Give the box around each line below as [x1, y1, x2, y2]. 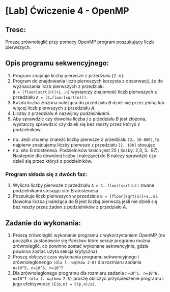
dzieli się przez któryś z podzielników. [12, 158, 93, 164]
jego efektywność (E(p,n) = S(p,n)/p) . [12, 280, 97, 287]
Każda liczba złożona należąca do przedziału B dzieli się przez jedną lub [12, 99, 164, 105]
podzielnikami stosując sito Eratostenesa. [12, 188, 100, 194]
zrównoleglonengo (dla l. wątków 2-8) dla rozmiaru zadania [12, 259, 141, 265]
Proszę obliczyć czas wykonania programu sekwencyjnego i [12, 253, 139, 259]
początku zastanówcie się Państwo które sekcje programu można [12, 237, 151, 244]
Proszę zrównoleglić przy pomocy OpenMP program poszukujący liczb [5, 39, 154, 45]
